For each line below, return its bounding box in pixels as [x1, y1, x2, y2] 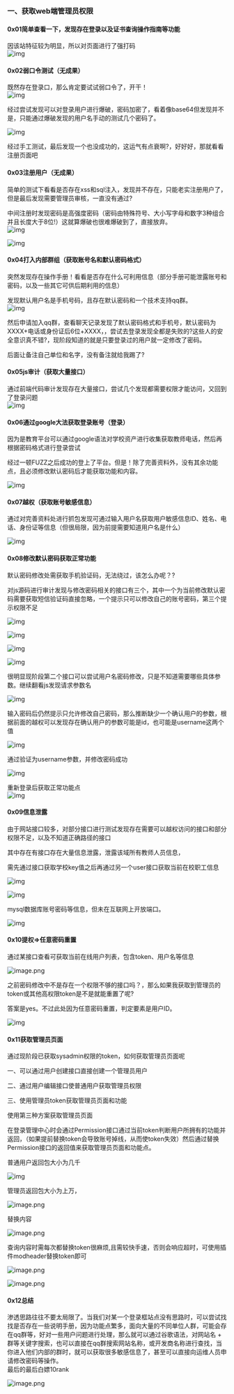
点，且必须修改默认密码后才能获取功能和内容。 [7, 467, 141, 476]
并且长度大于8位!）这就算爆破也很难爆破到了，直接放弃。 [7, 218, 172, 226]
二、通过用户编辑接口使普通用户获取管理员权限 [7, 1082, 141, 1090]
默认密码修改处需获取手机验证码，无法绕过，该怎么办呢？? [7, 570, 175, 579]
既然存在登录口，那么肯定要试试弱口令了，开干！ [7, 83, 148, 91]
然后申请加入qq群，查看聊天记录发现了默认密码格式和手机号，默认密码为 [7, 318, 217, 326]
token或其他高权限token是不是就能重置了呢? [7, 989, 134, 998]
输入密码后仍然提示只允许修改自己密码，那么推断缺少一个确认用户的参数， [7, 709, 221, 718]
